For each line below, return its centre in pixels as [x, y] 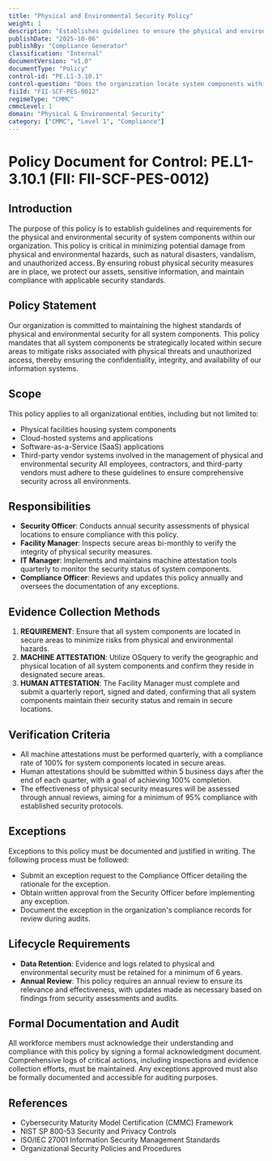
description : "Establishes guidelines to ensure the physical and [123, 31]
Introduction [40, 209]
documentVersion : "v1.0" [50, 62]
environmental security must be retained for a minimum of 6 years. [131, 972]
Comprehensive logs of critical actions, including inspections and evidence [134, 1060]
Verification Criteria [59, 734]
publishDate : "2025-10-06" [54, 39]
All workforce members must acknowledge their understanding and [121, 1043]
